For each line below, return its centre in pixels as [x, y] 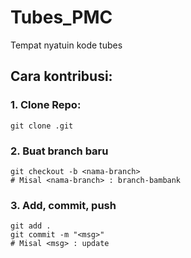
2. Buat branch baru [59, 151]
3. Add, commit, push [63, 205]
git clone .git [42, 126]
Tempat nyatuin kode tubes [66, 45]
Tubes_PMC [61, 17]
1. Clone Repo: [46, 105]
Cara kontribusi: [61, 76]
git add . [31, 226]
